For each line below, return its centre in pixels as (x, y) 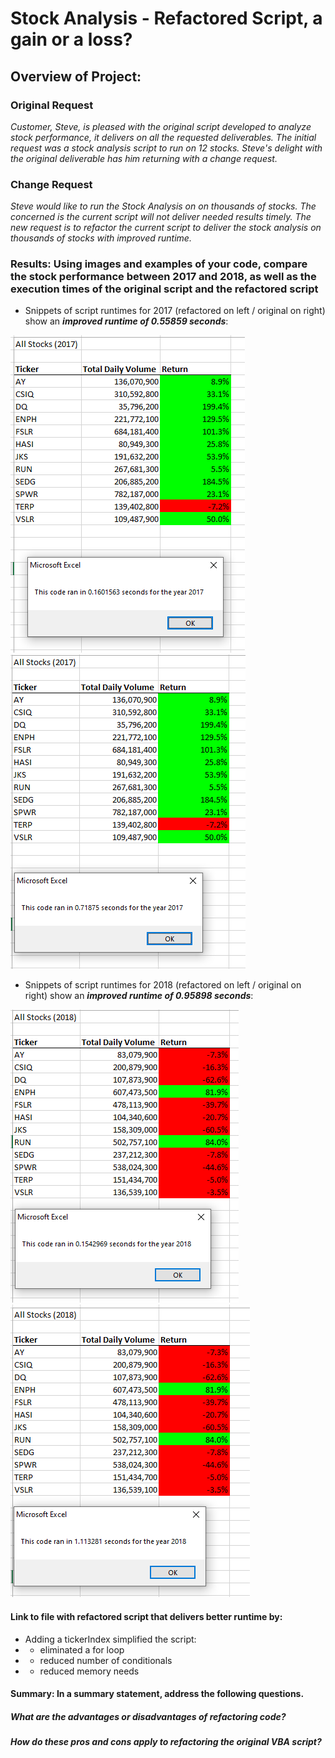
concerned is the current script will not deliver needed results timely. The (161, 217)
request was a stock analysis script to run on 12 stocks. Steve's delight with (166, 148)
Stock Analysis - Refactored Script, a (166, 18)
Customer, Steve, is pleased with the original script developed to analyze (161, 126)
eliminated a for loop (82, 1649)
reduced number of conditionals (106, 1660)
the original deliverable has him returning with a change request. (144, 158)
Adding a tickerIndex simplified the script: (110, 1639)
